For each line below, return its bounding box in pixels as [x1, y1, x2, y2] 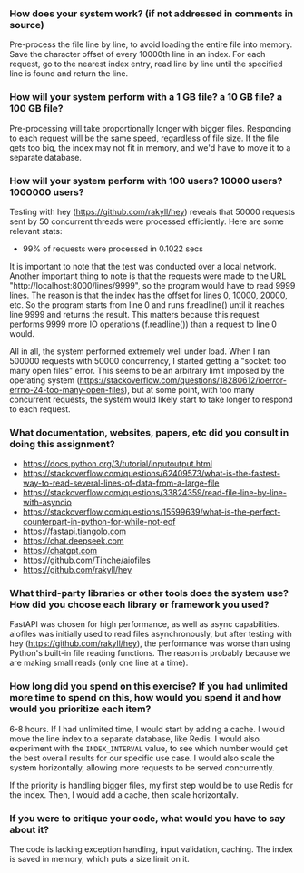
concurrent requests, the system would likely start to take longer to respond [9, 394, 293, 405]
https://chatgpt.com [22, 545, 98, 556]
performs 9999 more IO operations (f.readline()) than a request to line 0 [9, 319, 277, 329]
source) [9, 18, 44, 31]
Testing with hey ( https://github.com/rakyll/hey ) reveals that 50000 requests [9, 206, 296, 217]
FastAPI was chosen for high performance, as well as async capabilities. [9, 619, 280, 630]
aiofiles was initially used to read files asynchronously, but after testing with [9, 629, 292, 640]
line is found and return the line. [9, 68, 129, 79]
